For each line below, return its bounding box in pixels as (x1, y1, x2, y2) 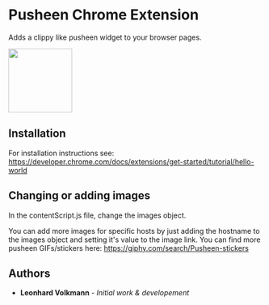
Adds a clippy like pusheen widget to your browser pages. (8, 32, 202, 42)
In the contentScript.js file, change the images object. (8, 210, 187, 220)
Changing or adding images (8, 189, 151, 203)
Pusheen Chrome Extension (8, 6, 200, 24)
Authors (8, 266, 51, 280)
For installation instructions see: (8, 148, 115, 158)
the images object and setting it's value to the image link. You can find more (8, 235, 261, 244)
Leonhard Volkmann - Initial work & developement (19, 288, 190, 298)
